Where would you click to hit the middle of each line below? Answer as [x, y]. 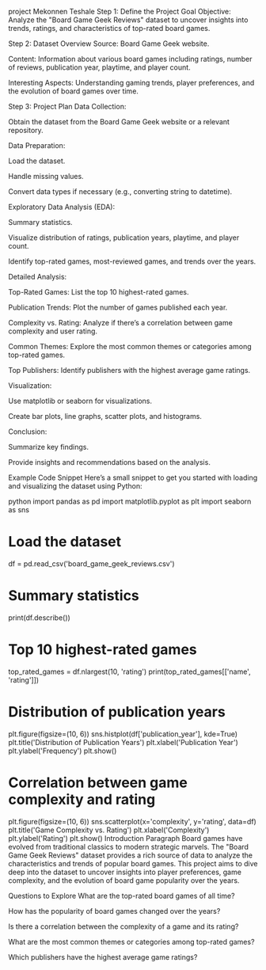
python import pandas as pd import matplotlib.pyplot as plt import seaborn [130, 501]
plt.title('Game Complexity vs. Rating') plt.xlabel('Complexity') [109, 830]
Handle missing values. [46, 176]
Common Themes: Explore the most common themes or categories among [130, 346]
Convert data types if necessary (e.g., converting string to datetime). [120, 192]
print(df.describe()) [40, 618]
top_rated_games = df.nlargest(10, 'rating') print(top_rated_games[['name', [129, 671]
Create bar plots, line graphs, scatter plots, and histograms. [105, 416]
